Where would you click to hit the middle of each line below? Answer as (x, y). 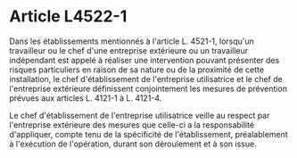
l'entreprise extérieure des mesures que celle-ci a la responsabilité (132, 125)
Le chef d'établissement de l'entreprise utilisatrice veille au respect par (140, 115)
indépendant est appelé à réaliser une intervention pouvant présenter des (144, 60)
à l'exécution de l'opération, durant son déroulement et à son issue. (133, 144)
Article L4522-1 (68, 17)
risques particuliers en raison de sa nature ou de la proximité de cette (137, 70)
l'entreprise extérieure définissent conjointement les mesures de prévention (148, 88)
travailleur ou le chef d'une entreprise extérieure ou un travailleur (129, 50)
